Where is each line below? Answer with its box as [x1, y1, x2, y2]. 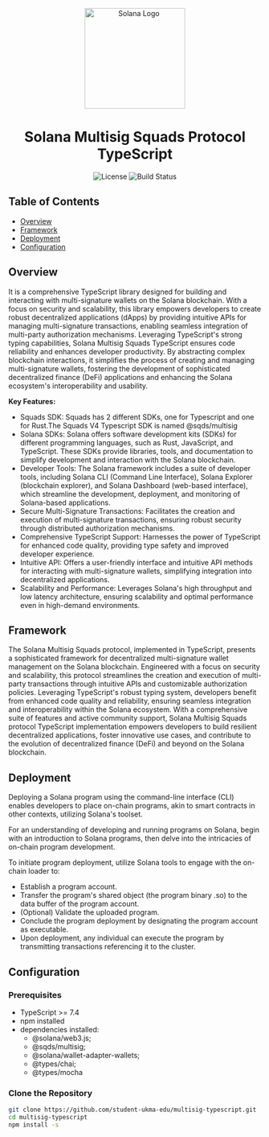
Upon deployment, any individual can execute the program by [19, 933, 225, 943]
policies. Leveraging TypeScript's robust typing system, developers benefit [8, 688, 257, 697]
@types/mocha [31, 1067, 83, 1077]
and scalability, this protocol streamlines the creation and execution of [8, 671, 241, 680]
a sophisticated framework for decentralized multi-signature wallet [8, 653, 229, 664]
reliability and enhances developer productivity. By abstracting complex [8, 346, 246, 356]
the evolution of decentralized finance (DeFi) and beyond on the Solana [8, 739, 245, 749]
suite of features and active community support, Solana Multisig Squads [8, 713, 247, 723]
